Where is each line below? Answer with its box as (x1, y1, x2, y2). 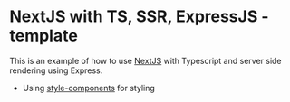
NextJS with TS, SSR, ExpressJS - (9, 6, 269, 27)
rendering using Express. (9, 65, 103, 76)
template (9, 25, 79, 46)
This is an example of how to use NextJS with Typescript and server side (9, 55, 283, 66)
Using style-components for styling (22, 82, 156, 93)
